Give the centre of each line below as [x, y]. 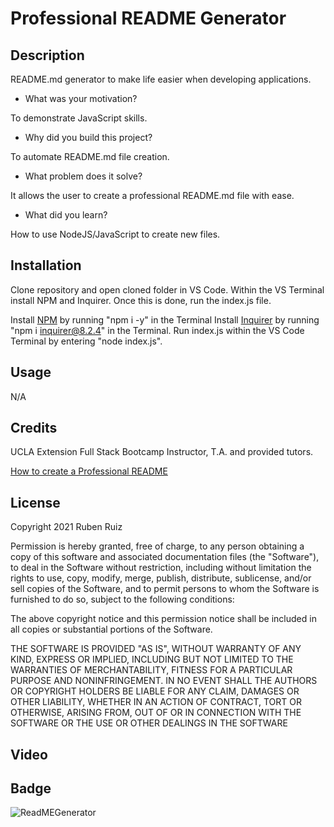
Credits [34, 428]
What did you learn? [66, 215]
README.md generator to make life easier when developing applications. [161, 79]
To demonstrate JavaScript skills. [79, 118]
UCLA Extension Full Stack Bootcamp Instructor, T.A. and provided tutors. [162, 452]
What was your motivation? [81, 98]
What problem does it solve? [83, 176]
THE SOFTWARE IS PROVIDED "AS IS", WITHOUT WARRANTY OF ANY [156, 649]
